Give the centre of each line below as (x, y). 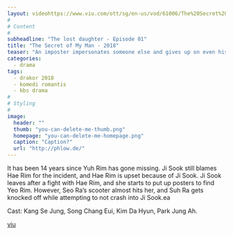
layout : (18, 13)
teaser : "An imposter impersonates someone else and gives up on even (111, 53)
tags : (15, 71)
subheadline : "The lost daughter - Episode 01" (77, 39)
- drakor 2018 (34, 78)
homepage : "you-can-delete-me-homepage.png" (79, 135)
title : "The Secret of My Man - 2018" (63, 46)
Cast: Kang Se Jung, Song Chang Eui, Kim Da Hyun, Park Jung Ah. (102, 211)
